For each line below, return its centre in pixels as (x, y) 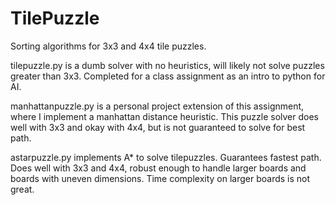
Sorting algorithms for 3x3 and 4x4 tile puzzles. (108, 46)
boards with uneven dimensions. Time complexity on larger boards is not (160, 178)
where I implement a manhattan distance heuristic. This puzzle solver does (165, 116)
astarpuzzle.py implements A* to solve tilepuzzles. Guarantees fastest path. (166, 157)
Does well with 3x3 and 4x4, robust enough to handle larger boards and (158, 168)
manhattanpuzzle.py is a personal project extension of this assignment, (157, 106)
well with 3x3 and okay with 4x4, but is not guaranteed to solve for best (158, 127)
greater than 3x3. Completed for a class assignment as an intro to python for (168, 76)
